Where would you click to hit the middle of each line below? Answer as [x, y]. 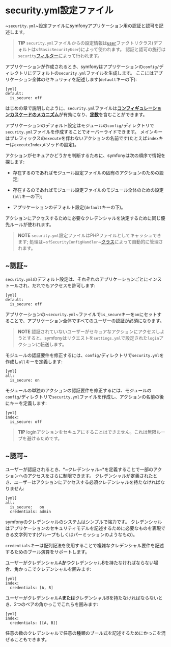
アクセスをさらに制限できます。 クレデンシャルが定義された [90, 476]
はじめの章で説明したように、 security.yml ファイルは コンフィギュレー [79, 108]
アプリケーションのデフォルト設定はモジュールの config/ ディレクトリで [80, 125]
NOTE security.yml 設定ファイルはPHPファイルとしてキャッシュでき [90, 235]
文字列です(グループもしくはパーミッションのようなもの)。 [76, 534]
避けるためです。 [45, 438]
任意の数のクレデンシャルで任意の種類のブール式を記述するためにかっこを [83, 633]
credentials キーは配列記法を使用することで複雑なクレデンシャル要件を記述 [85, 545]
